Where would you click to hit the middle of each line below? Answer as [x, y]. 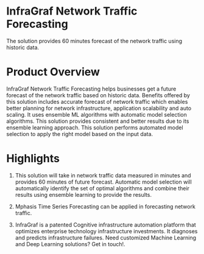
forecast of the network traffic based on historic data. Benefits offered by [98, 95]
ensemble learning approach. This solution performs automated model [95, 127]
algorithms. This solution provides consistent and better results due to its [98, 121]
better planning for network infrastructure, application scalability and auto [99, 108]
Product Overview [53, 72]
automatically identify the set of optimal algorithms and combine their [102, 188]
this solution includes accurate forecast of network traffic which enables [97, 101]
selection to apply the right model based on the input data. [80, 134]
